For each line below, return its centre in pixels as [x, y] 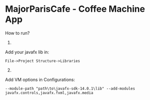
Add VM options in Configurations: [40, 79]
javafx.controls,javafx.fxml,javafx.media [49, 93]
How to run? [17, 33]
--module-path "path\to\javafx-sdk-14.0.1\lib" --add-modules [70, 88]
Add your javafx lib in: [27, 52]
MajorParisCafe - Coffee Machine [75, 9]
